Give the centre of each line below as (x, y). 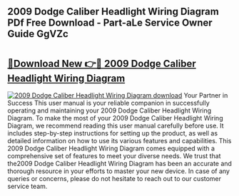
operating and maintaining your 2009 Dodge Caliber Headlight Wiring (110, 110)
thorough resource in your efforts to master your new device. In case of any (119, 171)
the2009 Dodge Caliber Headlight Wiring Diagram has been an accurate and (119, 164)
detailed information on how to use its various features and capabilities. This (119, 141)
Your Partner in (206, 95)
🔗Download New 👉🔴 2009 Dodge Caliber (102, 63)
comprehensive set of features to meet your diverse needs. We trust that (114, 156)
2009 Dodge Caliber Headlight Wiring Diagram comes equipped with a (111, 148)
